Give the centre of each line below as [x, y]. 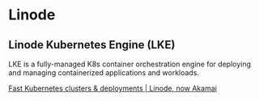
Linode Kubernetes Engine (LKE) [92, 45]
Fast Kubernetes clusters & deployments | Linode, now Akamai [113, 88]
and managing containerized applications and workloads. [104, 73]
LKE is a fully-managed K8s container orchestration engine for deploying [130, 64]
